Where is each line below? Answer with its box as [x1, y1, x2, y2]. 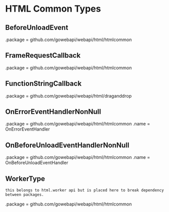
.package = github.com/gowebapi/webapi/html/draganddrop [5, 93, 132, 99]
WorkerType [5, 174, 46, 183]
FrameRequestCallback [5, 51, 81, 60]
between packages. [5, 192, 44, 197]
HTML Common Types [5, 3, 101, 15]
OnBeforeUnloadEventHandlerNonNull [5, 141, 130, 149]
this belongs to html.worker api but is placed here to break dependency [5, 188, 164, 193]
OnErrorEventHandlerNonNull [5, 107, 101, 116]
